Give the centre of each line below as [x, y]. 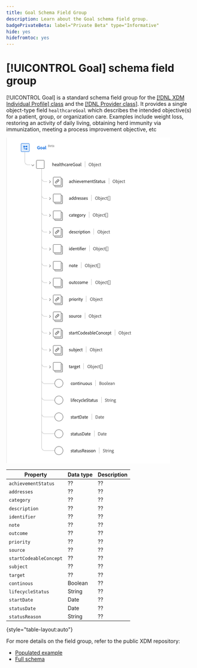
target [17, 575]
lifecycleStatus [29, 592]
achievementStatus [32, 484]
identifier [22, 517]
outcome [18, 534]
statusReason [25, 617]
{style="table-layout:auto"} [40, 630]
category [20, 500]
